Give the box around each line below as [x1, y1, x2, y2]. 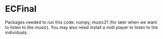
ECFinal [5, 3, 37, 14]
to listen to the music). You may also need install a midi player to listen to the [5, 24, 158, 30]
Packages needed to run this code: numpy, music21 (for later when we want [5, 19, 157, 25]
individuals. [5, 29, 28, 35]
